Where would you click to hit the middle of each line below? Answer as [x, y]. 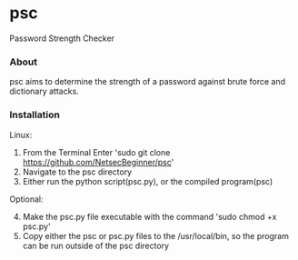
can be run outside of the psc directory [96, 245]
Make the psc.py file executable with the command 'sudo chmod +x [149, 216]
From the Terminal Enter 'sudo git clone [96, 152]
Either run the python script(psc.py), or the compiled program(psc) [148, 181]
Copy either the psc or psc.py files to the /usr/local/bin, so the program [155, 235]
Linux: [21, 135]
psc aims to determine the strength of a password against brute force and [148, 82]
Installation [35, 115]
